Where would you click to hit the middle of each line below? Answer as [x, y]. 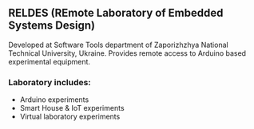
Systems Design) [52, 26]
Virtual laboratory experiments [70, 117]
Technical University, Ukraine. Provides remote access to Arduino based [127, 53]
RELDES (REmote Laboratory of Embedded [116, 13]
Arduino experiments [54, 100]
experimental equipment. [49, 61]
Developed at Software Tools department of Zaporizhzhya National [119, 45]
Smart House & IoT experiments [72, 108]
